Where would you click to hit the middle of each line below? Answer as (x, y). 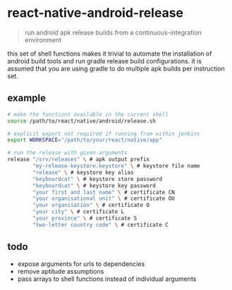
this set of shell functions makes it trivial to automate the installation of (110, 53)
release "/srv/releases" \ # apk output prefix (79, 160)
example (27, 98)
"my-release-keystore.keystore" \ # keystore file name (116, 166)
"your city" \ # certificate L (79, 212)
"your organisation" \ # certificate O (91, 206)
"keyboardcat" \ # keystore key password (94, 185)
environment (43, 39)
